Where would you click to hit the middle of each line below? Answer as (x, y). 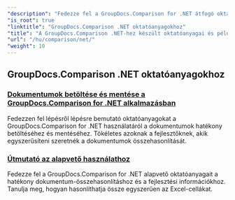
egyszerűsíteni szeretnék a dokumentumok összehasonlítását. (97, 141)
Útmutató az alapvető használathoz (69, 159)
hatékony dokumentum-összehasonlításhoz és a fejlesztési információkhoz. (116, 181)
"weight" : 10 (26, 46)
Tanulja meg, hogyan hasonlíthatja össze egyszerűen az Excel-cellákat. (110, 189)
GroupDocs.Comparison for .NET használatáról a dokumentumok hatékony (115, 126)
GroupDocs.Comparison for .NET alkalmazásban (92, 103)
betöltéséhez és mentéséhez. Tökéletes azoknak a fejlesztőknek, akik (108, 133)
